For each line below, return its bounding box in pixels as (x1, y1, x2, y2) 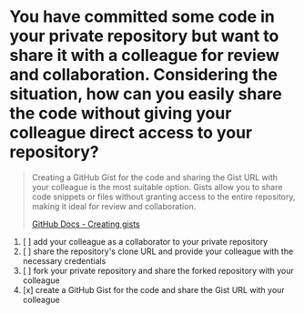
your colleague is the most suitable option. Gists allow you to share (31, 181, 283, 192)
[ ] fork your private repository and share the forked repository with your (22, 265, 294, 276)
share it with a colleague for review (9, 46, 280, 66)
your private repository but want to (9, 25, 279, 46)
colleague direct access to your (9, 123, 253, 143)
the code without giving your (9, 103, 232, 124)
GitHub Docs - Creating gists (31, 218, 140, 229)
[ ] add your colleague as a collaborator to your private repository (22, 236, 269, 247)
